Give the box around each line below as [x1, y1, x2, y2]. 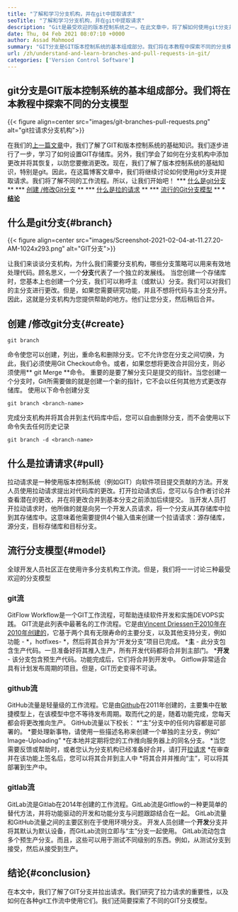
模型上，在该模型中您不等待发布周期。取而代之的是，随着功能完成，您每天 [13, 710, 231, 718]
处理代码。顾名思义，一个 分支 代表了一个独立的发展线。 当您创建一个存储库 [7, 268, 227, 277]
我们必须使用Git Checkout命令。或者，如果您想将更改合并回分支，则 [19, 359, 220, 368]
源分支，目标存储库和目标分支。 [7, 522, 101, 530]
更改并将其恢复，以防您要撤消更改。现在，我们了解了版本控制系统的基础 [7, 158, 218, 167]
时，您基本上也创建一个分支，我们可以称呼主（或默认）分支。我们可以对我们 [7, 278, 231, 286]
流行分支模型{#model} [7, 544, 106, 557]
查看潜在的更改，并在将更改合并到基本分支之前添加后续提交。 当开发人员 [7, 495, 220, 504]
